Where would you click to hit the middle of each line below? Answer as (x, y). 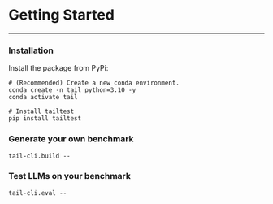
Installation (31, 50)
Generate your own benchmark (71, 139)
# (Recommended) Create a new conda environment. (94, 83)
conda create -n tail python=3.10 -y (72, 90)
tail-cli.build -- (39, 156)
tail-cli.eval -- (38, 193)
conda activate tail (43, 98)
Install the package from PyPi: (58, 68)
